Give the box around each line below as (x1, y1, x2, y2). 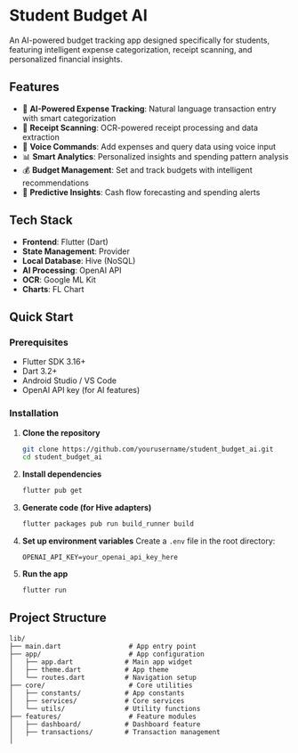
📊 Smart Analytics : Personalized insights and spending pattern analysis (21, 151, 289, 161)
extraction (21, 131, 60, 143)
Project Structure (9, 610, 107, 626)
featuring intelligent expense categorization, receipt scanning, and (9, 44, 253, 54)
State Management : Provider (21, 246, 131, 257)
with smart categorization (21, 112, 117, 123)
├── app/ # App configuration (9, 650, 205, 659)
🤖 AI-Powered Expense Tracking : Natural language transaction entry (21, 103, 277, 114)
